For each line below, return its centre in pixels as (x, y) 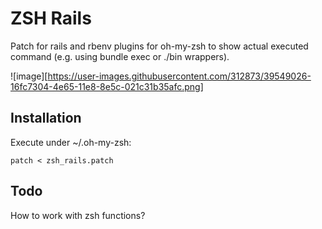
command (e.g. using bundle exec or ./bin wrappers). (120, 56)
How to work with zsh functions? (78, 215)
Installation (46, 118)
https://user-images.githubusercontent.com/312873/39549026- (179, 76)
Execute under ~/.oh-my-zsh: (71, 142)
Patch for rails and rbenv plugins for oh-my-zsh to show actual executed (159, 46)
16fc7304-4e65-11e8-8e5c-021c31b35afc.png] (107, 86)
